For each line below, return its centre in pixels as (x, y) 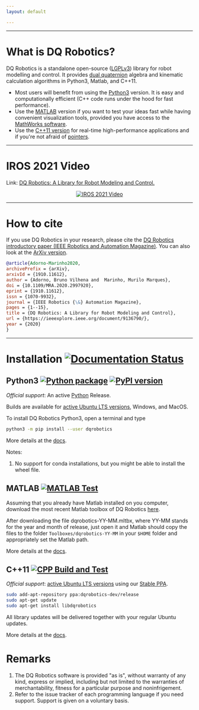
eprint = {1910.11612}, (36, 291)
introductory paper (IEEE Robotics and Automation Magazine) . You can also (98, 246)
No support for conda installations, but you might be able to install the (100, 463)
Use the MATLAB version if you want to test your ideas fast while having (103, 111)
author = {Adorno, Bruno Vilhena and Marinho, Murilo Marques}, (88, 280)
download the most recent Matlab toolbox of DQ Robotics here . (83, 509)
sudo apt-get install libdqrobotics (51, 606)
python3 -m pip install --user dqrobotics (59, 429)
